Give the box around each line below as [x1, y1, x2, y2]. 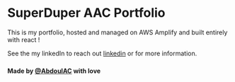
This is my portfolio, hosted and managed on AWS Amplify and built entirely [7, 28, 228, 36]
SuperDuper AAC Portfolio [7, 5, 166, 21]
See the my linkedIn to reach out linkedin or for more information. [7, 49, 197, 57]
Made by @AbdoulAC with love [7, 67, 101, 75]
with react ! [7, 35, 40, 43]
